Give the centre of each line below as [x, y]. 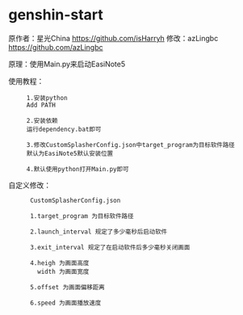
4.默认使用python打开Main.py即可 [78, 169]
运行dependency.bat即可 [64, 129]
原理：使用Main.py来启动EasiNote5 [67, 64]
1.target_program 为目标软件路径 [82, 216]
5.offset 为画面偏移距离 [67, 287]
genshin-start [56, 15]
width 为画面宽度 [63, 271]
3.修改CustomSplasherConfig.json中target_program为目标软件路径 [131, 145]
